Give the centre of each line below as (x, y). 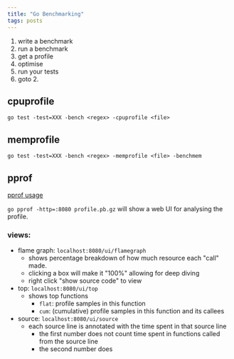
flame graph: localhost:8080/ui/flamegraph (82, 251)
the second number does (76, 349)
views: (19, 235)
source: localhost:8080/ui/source (68, 319)
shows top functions (58, 296)
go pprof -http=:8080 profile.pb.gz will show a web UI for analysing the (115, 208)
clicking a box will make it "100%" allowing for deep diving (114, 273)
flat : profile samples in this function (92, 303)
